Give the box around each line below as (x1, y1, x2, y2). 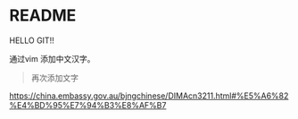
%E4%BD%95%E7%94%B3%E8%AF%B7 (9, 99, 167, 110)
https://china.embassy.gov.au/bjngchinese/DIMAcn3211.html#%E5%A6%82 (9, 90, 289, 101)
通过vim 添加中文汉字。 (9, 53, 95, 64)
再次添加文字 (30, 72, 79, 83)
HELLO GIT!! (9, 35, 55, 46)
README (9, 5, 77, 26)
